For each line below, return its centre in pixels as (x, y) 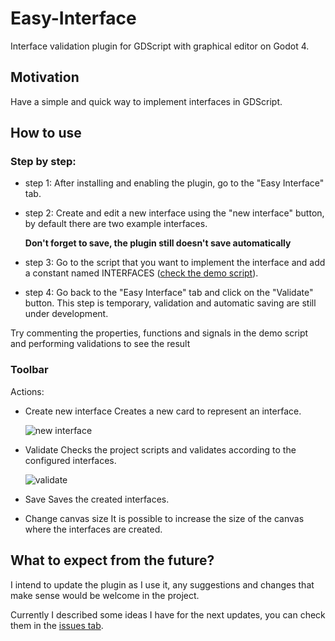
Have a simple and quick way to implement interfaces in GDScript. (146, 101)
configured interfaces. (70, 460)
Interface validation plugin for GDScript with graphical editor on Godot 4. (160, 46)
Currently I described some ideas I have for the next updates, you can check (168, 614)
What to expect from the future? (112, 560)
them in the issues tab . (57, 625)
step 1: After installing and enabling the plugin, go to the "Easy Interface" (174, 183)
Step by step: (43, 162)
